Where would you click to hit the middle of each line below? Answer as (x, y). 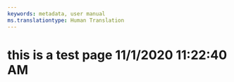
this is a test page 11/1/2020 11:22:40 (117, 55)
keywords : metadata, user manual (56, 14)
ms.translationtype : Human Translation (66, 20)
